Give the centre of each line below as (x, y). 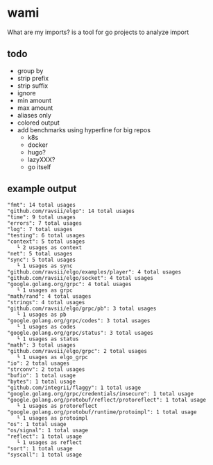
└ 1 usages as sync (44, 266)
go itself (39, 167)
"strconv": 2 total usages (46, 369)
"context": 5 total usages (46, 242)
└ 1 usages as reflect (49, 442)
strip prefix (33, 78)
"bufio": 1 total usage (42, 375)
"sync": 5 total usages (42, 260)
